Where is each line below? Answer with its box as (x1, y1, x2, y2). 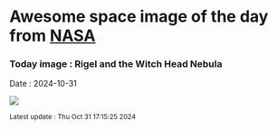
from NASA (9, 25, 96, 46)
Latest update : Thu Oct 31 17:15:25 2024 (9, 113, 137, 122)
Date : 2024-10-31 (9, 79, 77, 89)
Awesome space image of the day (9, 6, 269, 27)
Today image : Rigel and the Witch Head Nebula (9, 58, 223, 70)
